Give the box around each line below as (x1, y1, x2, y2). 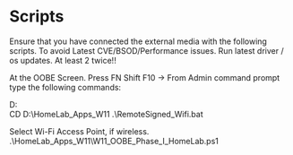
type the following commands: (9, 82, 122, 92)
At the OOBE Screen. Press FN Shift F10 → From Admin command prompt (9, 72, 280, 82)
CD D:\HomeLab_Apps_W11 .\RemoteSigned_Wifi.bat (9, 108, 203, 119)
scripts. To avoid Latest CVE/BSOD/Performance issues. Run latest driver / (9, 45, 284, 56)
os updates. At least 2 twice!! (9, 55, 116, 65)
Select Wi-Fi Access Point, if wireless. (9, 125, 150, 136)
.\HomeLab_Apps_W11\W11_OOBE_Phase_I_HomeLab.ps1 (9, 135, 220, 146)
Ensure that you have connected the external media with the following (9, 36, 267, 47)
